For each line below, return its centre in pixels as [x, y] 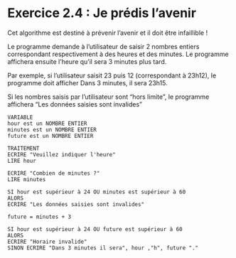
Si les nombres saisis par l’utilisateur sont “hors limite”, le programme [108, 97]
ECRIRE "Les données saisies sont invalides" [76, 204]
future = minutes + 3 [39, 217]
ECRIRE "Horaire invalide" [47, 242]
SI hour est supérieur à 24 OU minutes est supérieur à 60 [97, 192]
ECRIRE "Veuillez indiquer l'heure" [61, 154]
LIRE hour [22, 161]
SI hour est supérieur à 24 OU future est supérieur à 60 [95, 229]
